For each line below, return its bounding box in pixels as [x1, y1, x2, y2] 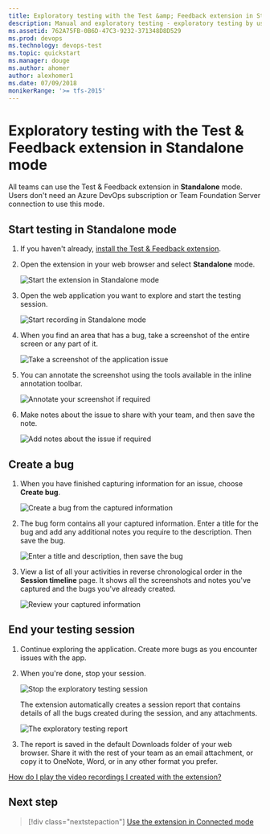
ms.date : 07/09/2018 [8, 79, 78, 87]
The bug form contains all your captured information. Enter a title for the [19, 518, 259, 528]
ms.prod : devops [8, 34, 63, 43]
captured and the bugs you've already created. [19, 584, 176, 593]
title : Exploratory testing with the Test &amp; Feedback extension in [8, 11, 253, 20]
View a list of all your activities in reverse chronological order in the [19, 567, 243, 576]
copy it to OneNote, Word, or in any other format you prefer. [19, 756, 219, 766]
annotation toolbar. [19, 379, 83, 389]
